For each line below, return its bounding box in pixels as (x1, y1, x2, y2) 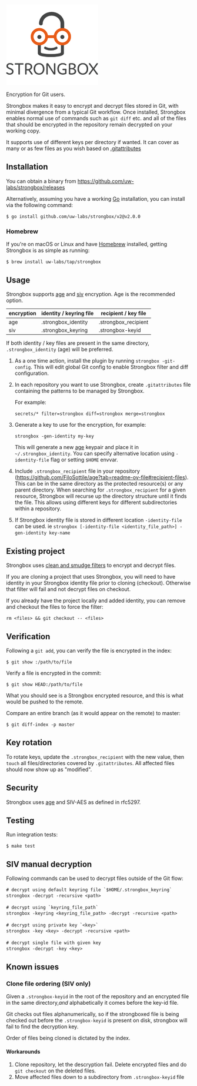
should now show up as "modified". (6, 766, 92, 773)
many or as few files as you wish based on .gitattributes (6, 145, 141, 152)
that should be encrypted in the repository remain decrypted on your (6, 121, 173, 128)
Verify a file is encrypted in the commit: (6, 670, 102, 677)
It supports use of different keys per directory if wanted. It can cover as (6, 139, 179, 145)
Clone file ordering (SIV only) (6, 979, 91, 988)
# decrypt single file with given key (6, 940, 101, 946)
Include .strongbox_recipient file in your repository (14, 467, 140, 475)
